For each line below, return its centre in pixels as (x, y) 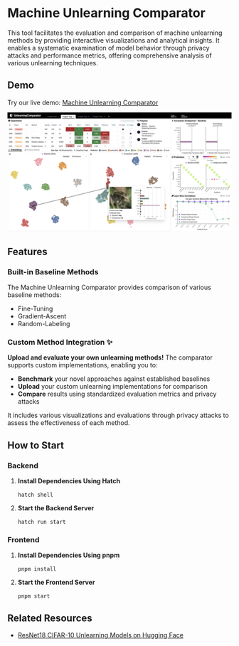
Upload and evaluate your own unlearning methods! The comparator (110, 357)
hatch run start (42, 522)
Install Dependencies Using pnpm (69, 555)
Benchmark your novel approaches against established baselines (114, 379)
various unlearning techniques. (53, 63)
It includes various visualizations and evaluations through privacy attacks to (118, 415)
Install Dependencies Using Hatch (69, 481)
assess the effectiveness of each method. (69, 423)
